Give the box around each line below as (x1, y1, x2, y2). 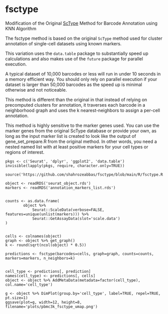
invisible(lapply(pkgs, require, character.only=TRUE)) (5, 163, 125, 168)
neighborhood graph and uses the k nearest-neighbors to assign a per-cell (5, 107, 160, 113)
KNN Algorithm (5, 25, 37, 31)
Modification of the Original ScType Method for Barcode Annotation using (5, 20, 157, 26)
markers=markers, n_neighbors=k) (5, 256, 75, 261)
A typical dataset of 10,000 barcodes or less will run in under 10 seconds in (5, 70, 161, 76)
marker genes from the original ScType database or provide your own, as (5, 127, 157, 134)
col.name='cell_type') (5, 282, 53, 287)
